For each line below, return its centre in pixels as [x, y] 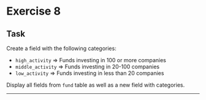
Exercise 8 [34, 11]
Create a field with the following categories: [61, 48]
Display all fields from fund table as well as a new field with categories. [96, 85]
